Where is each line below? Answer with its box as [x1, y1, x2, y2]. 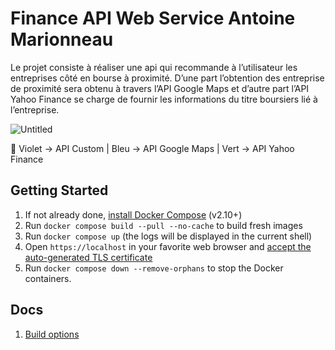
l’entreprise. [10, 103, 60, 116]
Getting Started [10, 182, 109, 199]
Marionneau [10, 28, 114, 51]
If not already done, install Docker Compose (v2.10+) [24, 208, 243, 221]
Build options [24, 328, 80, 340]
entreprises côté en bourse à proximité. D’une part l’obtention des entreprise [10, 72, 325, 84]
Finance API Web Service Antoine [10, 7, 296, 30]
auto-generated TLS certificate [24, 251, 153, 263]
